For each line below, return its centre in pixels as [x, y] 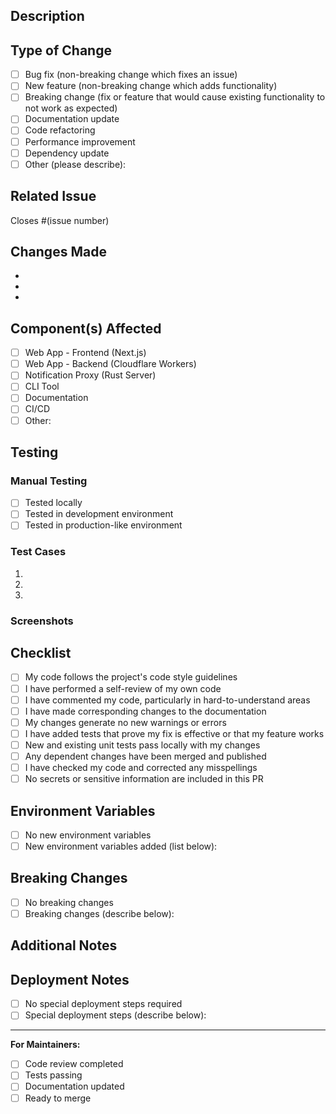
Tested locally [53, 503]
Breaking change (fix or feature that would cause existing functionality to [175, 97]
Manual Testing [49, 481]
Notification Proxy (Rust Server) [90, 375]
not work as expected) [71, 108]
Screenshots [42, 621]
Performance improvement [80, 141]
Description [47, 16]
